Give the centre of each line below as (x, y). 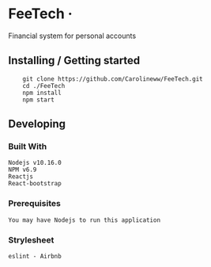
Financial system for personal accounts (72, 36)
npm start (39, 100)
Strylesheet (31, 240)
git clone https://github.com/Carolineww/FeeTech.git (113, 79)
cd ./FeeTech (44, 86)
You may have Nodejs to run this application (84, 220)
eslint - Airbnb (35, 257)
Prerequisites (34, 204)
